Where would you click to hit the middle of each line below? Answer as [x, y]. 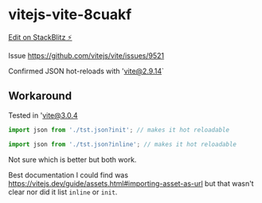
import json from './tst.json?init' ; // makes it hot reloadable [119, 130]
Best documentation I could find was [68, 175]
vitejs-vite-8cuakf [70, 15]
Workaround [40, 96]
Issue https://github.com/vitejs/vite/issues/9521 [86, 55]
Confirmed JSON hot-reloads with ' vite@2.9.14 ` [86, 71]
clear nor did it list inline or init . [63, 192]
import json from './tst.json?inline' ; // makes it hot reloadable [123, 144]
